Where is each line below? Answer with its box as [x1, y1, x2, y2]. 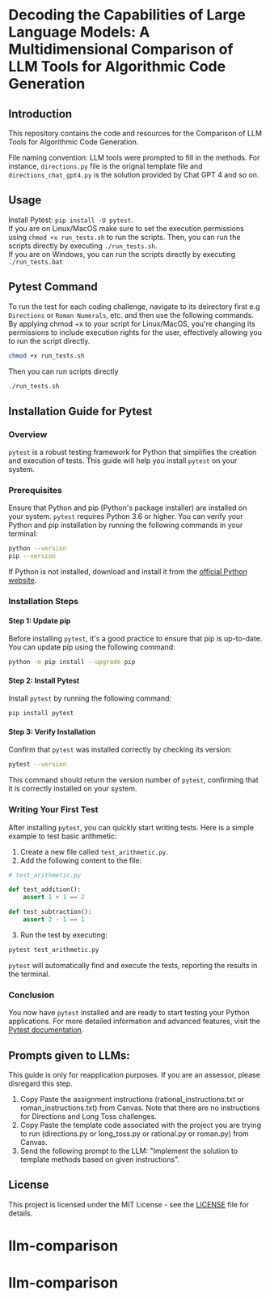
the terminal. [8, 969, 51, 979]
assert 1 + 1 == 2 [23, 894, 85, 902]
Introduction [8, 107, 73, 121]
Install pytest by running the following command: [8, 693, 172, 703]
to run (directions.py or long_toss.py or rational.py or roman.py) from [19, 1129, 249, 1138]
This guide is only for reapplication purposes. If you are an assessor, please [8, 1070, 261, 1079]
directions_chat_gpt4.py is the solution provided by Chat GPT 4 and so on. [8, 170, 259, 179]
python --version [8, 545, 67, 553]
